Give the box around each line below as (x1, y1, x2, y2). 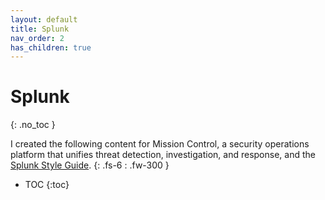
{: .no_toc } (10, 119, 56, 131)
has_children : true (10, 42, 92, 53)
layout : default (10, 14, 78, 25)
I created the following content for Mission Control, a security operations (10, 138, 310, 150)
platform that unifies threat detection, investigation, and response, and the (10, 149, 316, 161)
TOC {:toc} (24, 179, 70, 191)
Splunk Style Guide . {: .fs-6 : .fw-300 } (10, 159, 170, 171)
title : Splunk (10, 24, 70, 34)
